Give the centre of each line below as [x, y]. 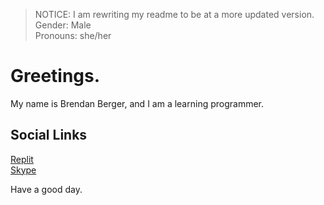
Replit [22, 159]
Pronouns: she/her [73, 35]
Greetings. [55, 76]
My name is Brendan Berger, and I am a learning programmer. [137, 103]
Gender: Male [63, 25]
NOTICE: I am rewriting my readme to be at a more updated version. [174, 14]
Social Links [49, 135]
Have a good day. [46, 189]
